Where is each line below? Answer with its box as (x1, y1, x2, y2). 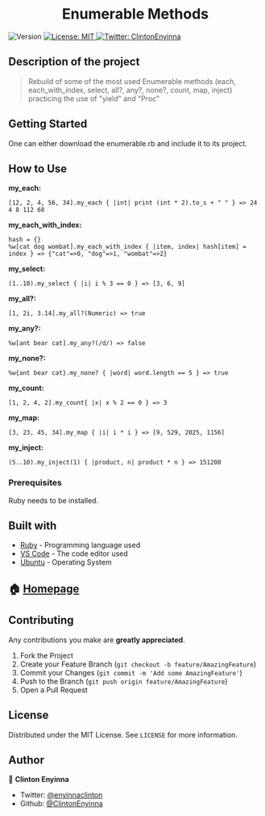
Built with (8, 519, 57, 533)
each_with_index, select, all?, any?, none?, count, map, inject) (27, 85, 233, 95)
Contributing (8, 613, 74, 627)
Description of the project (8, 55, 140, 69)
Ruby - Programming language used (19, 540, 141, 550)
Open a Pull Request (19, 684, 89, 695)
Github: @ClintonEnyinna (19, 799, 103, 809)
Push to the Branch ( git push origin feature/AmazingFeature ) (19, 676, 228, 686)
